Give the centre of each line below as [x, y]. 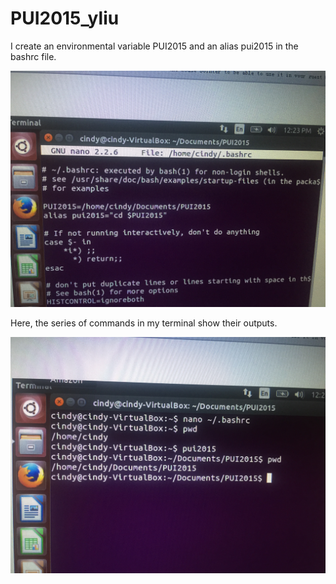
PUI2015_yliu [65, 18]
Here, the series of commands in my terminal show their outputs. [144, 323]
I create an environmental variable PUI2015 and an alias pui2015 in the [154, 46]
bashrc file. [33, 56]
